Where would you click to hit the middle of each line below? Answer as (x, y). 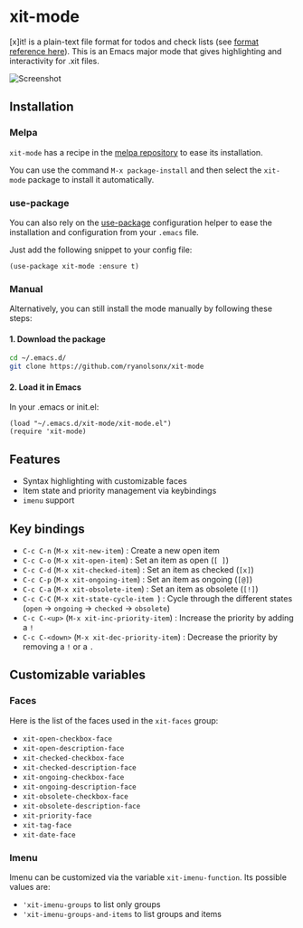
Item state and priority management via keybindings (119, 491)
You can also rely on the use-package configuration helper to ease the (141, 223)
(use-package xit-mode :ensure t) (75, 266)
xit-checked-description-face (80, 767)
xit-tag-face (47, 825)
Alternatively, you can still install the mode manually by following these (141, 308)
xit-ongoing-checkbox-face (73, 777)
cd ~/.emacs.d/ (38, 358)
